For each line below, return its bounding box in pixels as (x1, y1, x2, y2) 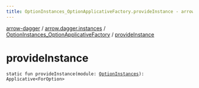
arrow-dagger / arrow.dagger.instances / (6, 25, 105, 32)
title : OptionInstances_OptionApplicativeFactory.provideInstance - (6, 8, 179, 15)
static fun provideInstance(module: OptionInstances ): (6, 71, 145, 77)
